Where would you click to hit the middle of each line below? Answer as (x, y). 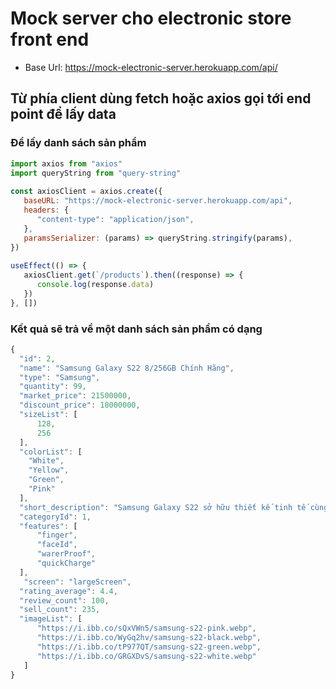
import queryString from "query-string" (96, 173)
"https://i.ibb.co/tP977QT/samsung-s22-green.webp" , (149, 647)
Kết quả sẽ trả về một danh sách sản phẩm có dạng (136, 329)
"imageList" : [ (51, 619)
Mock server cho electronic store (151, 18)
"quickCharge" (66, 563)
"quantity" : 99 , (53, 387)
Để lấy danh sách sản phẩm (78, 143)
